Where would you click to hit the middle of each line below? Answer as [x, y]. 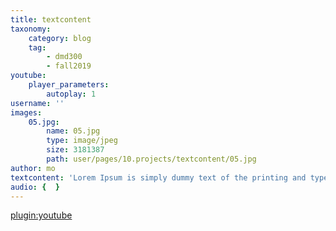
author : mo [33, 168]
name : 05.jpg [73, 131]
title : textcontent [51, 19]
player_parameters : [69, 85]
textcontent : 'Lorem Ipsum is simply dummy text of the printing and [158, 177]
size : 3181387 [75, 150]
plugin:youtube [41, 215]
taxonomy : [31, 29]
